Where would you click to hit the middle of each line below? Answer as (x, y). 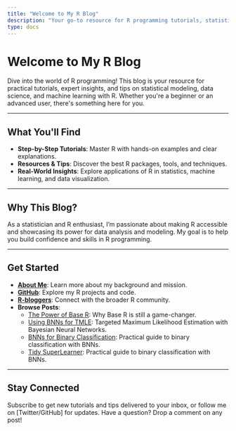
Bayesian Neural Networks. (67, 329)
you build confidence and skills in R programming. (80, 239)
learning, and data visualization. (64, 179)
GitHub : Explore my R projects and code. (77, 292)
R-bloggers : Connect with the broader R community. (94, 300)
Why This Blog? (42, 207)
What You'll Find (44, 132)
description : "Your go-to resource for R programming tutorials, (105, 20)
